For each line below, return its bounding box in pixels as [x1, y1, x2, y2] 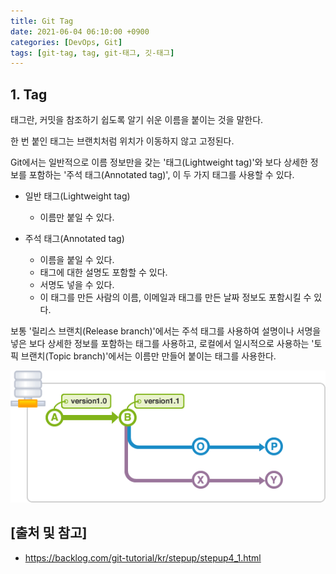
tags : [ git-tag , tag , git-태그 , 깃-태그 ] [10, 48, 175, 58]
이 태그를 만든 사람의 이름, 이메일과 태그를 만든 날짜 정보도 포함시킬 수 [39, 291, 312, 304]
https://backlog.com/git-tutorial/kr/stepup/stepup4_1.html [24, 551, 262, 564]
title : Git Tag [10, 16, 74, 26]
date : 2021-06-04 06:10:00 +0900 [10, 26, 150, 37]
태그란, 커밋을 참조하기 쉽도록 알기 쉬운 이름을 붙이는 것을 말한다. [10, 114, 264, 126]
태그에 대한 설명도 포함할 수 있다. [39, 266, 168, 279]
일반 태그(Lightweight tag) [24, 190, 131, 202]
